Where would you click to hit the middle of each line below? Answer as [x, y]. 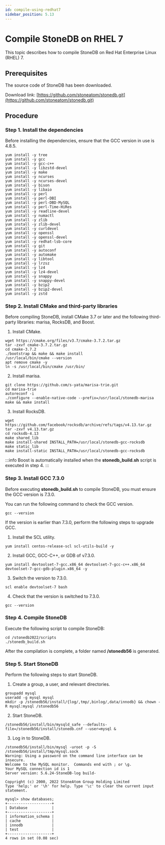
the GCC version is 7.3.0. [30, 494]
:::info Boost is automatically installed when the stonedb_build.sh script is [81, 460]
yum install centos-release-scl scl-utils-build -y [59, 546]
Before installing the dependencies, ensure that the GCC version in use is [80, 140]
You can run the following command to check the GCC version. [69, 504]
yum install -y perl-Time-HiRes [38, 207]
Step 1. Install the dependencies [44, 130]
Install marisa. [27, 376]
